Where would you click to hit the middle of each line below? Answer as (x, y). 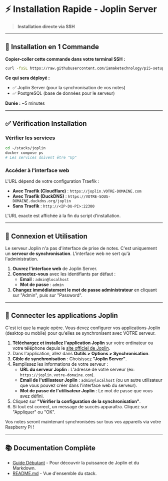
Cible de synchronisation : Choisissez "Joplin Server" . (69, 359)
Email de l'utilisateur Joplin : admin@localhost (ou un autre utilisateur (91, 380)
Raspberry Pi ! (20, 427)
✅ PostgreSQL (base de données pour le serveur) (63, 93)
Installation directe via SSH (46, 26)
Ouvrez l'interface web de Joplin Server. (55, 269)
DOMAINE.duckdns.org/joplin (41, 201)
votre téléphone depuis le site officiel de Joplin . (61, 348)
